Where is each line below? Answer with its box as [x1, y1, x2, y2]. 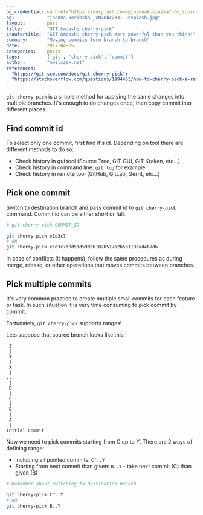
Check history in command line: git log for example [14, 164, 146, 171]
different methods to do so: [6, 146, 74, 153]
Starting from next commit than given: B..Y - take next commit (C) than [14, 463, 192, 470]
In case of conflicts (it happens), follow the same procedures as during [6, 255, 182, 262]
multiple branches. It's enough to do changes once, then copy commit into [6, 99, 192, 106]
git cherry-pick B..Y [6, 503, 61, 509]
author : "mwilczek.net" [6, 59, 85, 65]
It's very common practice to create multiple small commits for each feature [6, 295, 195, 302]
